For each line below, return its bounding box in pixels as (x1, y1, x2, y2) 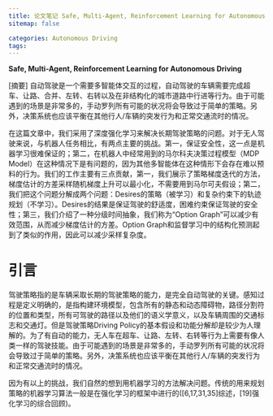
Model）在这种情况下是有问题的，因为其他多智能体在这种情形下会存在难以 (8, 159, 258, 169)
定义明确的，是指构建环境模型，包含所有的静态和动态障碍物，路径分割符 (22, 300, 265, 310)
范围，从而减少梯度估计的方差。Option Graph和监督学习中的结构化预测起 (15, 220, 260, 230)
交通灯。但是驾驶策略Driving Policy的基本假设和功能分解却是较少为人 (22, 320, 254, 330)
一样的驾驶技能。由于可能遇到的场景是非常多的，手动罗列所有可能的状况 (15, 340, 258, 350)
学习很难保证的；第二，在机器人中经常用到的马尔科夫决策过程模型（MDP (15, 149, 260, 158)
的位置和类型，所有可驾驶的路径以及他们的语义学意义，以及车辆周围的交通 (8, 310, 258, 320)
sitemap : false (8, 19, 60, 28)
